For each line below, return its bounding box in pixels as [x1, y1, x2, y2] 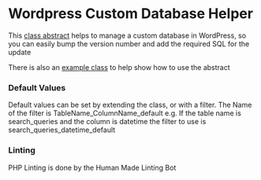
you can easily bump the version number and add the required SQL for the [8, 39, 250, 48]
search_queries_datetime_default [8, 125, 116, 134]
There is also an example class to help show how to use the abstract [8, 62, 230, 72]
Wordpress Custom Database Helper [8, 5, 254, 23]
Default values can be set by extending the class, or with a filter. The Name [8, 100, 252, 110]
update [8, 47, 32, 57]
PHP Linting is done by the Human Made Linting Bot [8, 163, 177, 172]
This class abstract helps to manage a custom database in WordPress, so [8, 31, 247, 40]
